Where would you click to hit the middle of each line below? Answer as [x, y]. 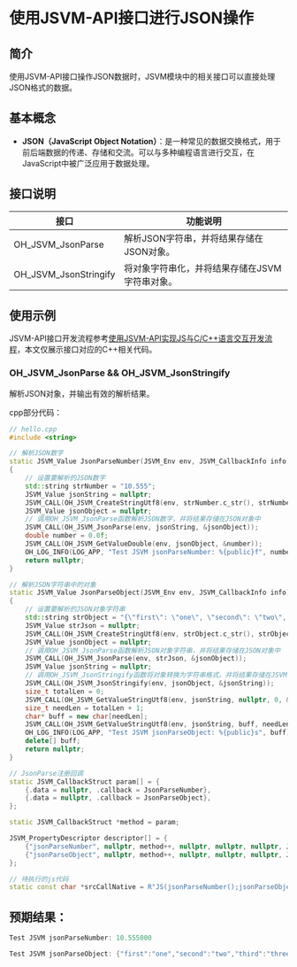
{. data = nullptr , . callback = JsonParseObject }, [118, 798]
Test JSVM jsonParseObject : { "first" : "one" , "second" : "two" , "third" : [138, 954]
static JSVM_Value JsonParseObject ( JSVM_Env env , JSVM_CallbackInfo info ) [150, 593]
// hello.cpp [33, 429]
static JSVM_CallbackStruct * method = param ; [94, 823]
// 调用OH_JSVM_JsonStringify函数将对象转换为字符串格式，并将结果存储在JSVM [156, 675]
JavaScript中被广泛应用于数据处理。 [88, 163]
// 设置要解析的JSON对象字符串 [75, 609]
